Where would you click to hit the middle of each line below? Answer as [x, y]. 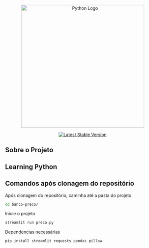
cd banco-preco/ [22, 204]
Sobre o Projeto [29, 150]
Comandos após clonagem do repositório [70, 183]
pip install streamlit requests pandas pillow [54, 241]
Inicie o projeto [20, 214]
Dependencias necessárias [33, 232]
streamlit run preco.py [30, 223]
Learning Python [31, 167]
